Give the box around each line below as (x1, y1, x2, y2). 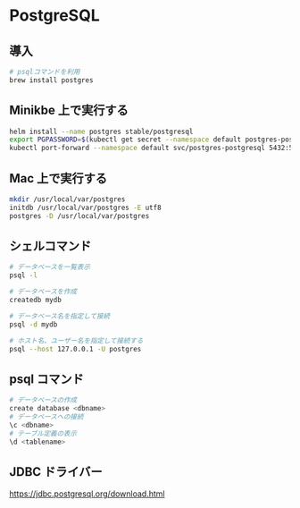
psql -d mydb (9, 319, 58, 329)
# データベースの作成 (9, 395, 78, 405)
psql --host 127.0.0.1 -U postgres (9, 344, 142, 353)
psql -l (9, 271, 38, 280)
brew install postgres (9, 75, 94, 85)
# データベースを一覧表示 (9, 263, 91, 272)
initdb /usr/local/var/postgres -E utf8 (9, 203, 162, 212)
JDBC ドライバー (9, 464, 103, 479)
